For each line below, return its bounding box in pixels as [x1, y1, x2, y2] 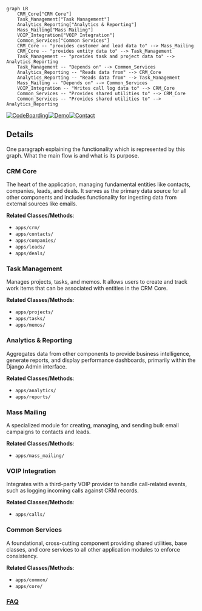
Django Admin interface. [6, 362, 67, 370]
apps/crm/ [15, 225, 41, 231]
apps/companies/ [15, 238, 56, 244]
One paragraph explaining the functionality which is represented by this [6, 145, 185, 153]
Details [6, 129, 33, 139]
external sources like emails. [6, 200, 78, 207]
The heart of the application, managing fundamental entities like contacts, [6, 181, 191, 188]
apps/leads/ [15, 244, 45, 250]
